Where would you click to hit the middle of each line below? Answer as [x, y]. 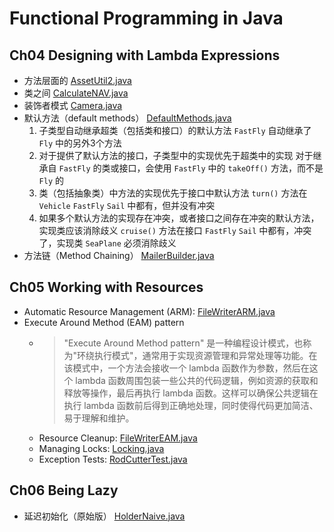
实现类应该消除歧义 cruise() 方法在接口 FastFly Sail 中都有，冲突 [175, 230]
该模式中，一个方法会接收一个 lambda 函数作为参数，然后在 [186, 368]
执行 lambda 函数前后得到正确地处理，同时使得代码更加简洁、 [191, 405]
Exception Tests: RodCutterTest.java [113, 459]
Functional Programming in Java [146, 18]
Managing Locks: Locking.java [101, 448]
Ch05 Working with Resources [106, 287]
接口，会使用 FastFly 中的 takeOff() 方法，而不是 [221, 168]
